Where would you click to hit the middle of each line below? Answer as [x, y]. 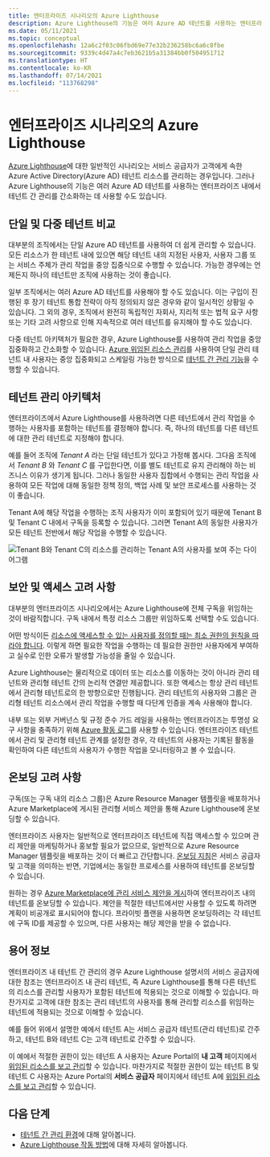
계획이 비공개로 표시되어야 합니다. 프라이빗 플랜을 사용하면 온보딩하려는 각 [124, 913]
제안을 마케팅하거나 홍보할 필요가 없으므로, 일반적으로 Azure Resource [128, 845]
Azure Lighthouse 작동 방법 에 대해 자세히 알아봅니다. [104, 1145]
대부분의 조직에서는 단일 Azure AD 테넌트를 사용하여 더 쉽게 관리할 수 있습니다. [132, 245]
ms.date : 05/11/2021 [43, 31]
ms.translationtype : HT [48, 61]
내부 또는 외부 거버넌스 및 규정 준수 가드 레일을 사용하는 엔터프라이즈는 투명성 [129, 719]
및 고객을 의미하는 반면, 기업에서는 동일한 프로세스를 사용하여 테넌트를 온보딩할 [132, 865]
